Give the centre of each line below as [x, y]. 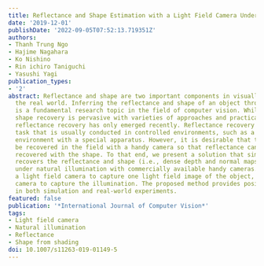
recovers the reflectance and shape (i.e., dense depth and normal [128, 162]
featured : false [35, 198]
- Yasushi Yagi [33, 74]
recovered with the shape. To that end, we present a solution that [130, 154]
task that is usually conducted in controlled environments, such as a [135, 132]
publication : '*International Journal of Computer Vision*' [109, 205]
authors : [22, 37]
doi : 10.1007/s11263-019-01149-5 [63, 249]
